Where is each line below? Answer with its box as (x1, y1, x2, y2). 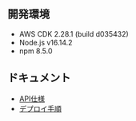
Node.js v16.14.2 (18, 37, 73, 47)
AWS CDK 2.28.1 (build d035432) (18, 29, 129, 38)
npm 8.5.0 (18, 46, 53, 56)
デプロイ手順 (18, 103, 62, 113)
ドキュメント (7, 71, 71, 85)
